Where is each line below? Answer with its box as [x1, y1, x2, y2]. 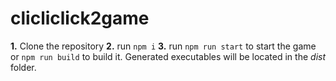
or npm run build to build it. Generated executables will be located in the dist [10, 50, 326, 62]
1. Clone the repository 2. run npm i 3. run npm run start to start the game [10, 40, 317, 52]
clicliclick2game [10, 7, 150, 30]
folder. [10, 61, 37, 73]
